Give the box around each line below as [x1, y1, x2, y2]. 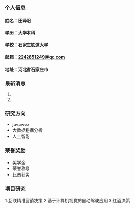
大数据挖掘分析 [12, 127, 43, 133]
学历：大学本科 [5, 30, 35, 36]
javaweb [12, 122, 29, 127]
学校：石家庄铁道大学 [5, 42, 48, 48]
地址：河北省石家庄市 [5, 66, 48, 72]
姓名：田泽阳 [5, 17, 31, 23]
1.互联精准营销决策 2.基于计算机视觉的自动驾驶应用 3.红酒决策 [5, 198, 130, 204]
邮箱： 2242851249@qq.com [5, 54, 65, 60]
